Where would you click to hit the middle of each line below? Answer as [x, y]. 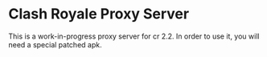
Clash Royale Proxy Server [99, 14]
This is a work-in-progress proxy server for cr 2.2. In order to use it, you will [134, 36]
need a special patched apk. [55, 44]
